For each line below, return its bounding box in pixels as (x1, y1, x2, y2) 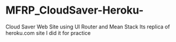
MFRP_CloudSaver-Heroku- (5, 4, 144, 17)
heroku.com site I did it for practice (5, 29, 91, 36)
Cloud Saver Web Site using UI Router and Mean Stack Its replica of (5, 23, 170, 30)
